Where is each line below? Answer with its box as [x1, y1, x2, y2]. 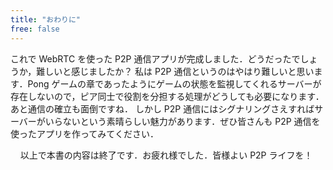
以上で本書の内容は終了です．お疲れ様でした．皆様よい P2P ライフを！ [19, 149, 313, 161]
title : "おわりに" [10, 14, 82, 25]
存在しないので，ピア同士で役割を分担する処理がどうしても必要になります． [10, 90, 325, 102]
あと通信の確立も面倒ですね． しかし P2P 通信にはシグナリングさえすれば [10, 102, 315, 115]
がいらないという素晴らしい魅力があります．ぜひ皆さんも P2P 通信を [36, 115, 321, 127]
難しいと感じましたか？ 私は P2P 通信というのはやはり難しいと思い [36, 65, 315, 77]
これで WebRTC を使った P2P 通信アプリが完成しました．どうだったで [10, 52, 301, 65]
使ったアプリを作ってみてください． [10, 127, 159, 140]
